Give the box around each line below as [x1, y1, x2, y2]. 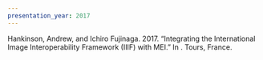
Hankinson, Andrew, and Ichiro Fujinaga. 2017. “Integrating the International [7, 34, 256, 43]
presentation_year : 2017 [7, 11, 91, 20]
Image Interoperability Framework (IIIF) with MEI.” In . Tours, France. [7, 42, 233, 52]
